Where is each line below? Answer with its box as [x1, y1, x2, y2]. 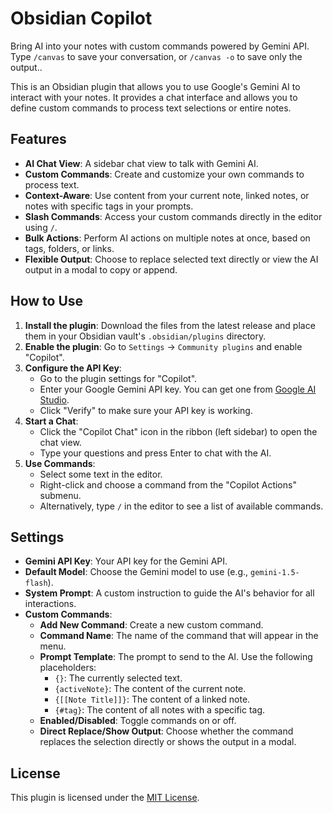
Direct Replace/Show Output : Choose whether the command [39, 725, 294, 737]
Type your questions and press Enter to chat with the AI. [39, 447, 272, 459]
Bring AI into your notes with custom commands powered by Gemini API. [10, 40, 310, 52]
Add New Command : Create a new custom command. [39, 619, 264, 631]
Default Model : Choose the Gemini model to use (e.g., [24, 566, 249, 578]
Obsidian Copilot [10, 7, 153, 30]
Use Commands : [24, 457, 96, 469]
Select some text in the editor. [39, 468, 163, 480]
